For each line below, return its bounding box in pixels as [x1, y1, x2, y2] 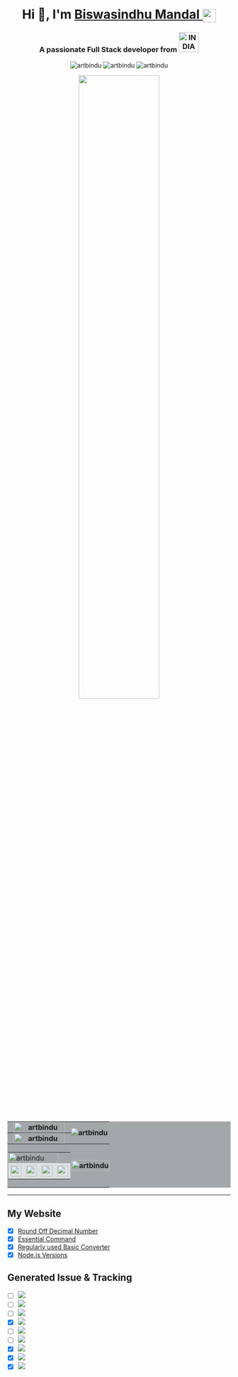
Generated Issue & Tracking [7, 1272, 132, 1284]
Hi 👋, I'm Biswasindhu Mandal [22, 6, 200, 23]
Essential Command [17, 1234, 76, 1243]
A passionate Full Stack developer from [39, 45, 178, 55]
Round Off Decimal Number [17, 1226, 98, 1235]
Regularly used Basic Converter [17, 1243, 110, 1251]
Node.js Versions [17, 1251, 68, 1259]
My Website [7, 1208, 62, 1220]
